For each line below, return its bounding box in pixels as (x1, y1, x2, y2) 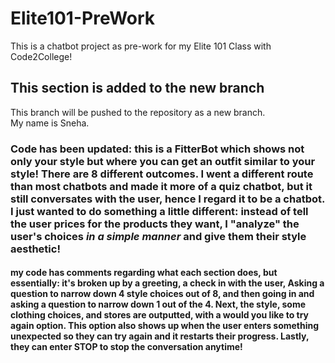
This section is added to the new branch (10, 80, 265, 97)
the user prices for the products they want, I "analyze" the (10, 217, 300, 231)
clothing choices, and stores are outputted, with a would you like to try (10, 309, 310, 321)
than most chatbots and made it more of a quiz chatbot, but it (10, 179, 313, 193)
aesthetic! (10, 242, 61, 256)
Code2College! (10, 50, 73, 62)
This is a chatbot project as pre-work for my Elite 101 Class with (10, 40, 272, 52)
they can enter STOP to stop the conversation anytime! (10, 341, 243, 353)
